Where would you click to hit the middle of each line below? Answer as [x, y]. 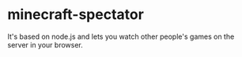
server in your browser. [45, 44]
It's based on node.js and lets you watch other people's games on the [121, 36]
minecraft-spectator [76, 15]
